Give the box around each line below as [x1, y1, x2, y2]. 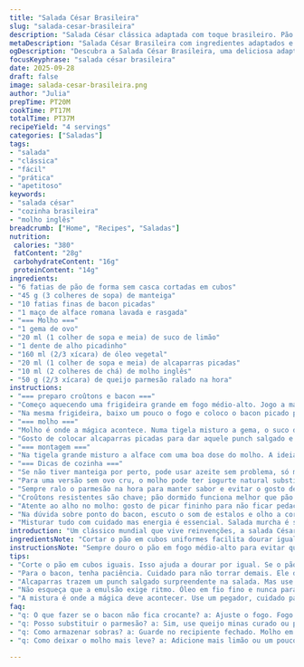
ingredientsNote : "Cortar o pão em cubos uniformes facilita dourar [9, 535, 273, 544]
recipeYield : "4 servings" [9, 123, 111, 132]
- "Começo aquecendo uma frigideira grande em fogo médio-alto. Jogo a [9, 400, 285, 410]
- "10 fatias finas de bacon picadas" [9, 300, 156, 309]
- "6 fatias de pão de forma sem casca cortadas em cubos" [9, 282, 237, 291]
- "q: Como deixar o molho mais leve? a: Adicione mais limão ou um [9, 635, 273, 645]
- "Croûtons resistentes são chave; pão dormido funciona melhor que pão [9, 492, 294, 502]
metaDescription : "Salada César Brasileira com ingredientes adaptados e [9, 38, 294, 48]
